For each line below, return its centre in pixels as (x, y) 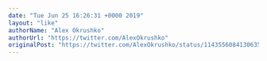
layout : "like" (33, 23)
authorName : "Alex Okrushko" (56, 30)
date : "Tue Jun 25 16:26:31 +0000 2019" (76, 15)
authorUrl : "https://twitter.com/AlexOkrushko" (89, 38)
